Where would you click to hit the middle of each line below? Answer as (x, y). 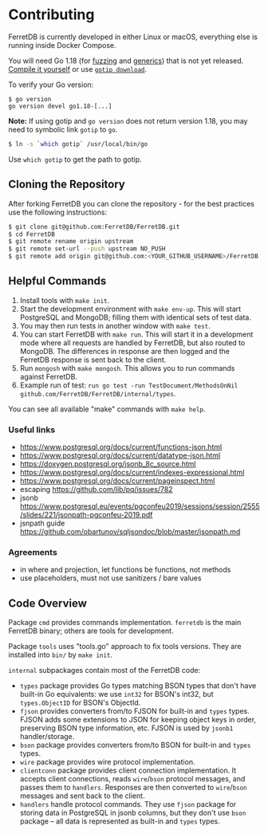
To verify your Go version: (51, 85)
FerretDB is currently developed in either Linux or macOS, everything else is (133, 37)
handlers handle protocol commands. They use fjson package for (128, 804)
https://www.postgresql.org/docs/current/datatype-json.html (120, 455)
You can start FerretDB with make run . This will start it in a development (136, 334)
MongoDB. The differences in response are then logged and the (124, 351)
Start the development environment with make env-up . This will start (130, 309)
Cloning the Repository (67, 185)
